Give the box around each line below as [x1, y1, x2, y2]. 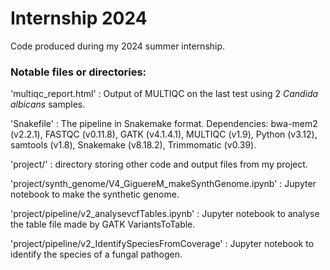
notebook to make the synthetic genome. [10, 188, 180, 201]
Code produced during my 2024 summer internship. [10, 40, 226, 52]
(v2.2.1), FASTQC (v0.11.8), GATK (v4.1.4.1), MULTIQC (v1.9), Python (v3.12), [10, 128, 318, 141]
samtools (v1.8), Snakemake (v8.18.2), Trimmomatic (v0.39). [10, 139, 257, 151]
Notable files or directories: [10, 65, 147, 79]
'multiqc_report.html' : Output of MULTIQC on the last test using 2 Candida [10, 88, 319, 100]
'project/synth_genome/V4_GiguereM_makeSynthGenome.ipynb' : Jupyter [10, 178, 317, 190]
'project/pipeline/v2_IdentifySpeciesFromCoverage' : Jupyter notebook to [10, 238, 315, 250]
